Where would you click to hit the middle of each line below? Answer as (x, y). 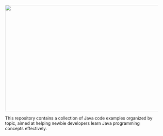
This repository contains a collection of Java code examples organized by (79, 118)
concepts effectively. (26, 128)
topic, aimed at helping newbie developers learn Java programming (72, 123)
